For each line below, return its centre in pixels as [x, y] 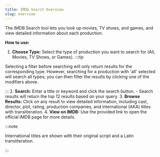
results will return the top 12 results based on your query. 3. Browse [73, 96]
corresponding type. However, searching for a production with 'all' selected [80, 71]
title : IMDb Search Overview [34, 9]
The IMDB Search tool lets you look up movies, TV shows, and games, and [79, 28]
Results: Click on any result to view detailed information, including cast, [77, 101]
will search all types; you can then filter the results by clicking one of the [77, 77]
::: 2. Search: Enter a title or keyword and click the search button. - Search [79, 91]
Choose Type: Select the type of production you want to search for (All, [84, 52]
